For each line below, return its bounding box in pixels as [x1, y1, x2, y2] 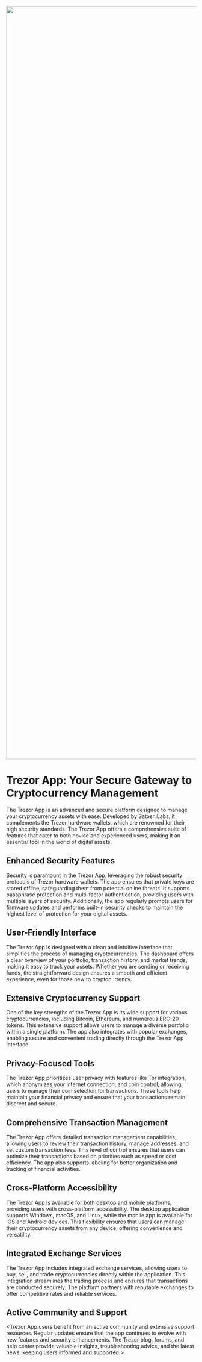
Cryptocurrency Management [6, 786, 159, 800]
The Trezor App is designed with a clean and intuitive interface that [6, 943, 173, 951]
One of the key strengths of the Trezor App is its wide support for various [6, 1009, 188, 1016]
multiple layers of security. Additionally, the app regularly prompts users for [6, 897, 194, 904]
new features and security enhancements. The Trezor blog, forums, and [6, 1336, 185, 1343]
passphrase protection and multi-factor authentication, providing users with [6, 891, 194, 898]
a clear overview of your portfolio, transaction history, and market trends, [6, 956, 188, 963]
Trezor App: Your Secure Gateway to [6, 773, 192, 787]
